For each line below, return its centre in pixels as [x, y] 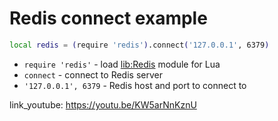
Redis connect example [108, 18]
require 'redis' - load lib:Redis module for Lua [122, 64]
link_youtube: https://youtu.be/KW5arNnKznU [103, 104]
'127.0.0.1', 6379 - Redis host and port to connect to [135, 85]
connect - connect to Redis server [93, 74]
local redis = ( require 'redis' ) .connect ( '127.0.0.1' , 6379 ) [139, 45]
